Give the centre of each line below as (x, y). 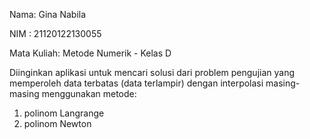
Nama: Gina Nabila (48, 14)
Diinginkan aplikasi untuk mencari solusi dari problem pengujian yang (152, 72)
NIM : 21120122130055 (55, 33)
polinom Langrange (64, 113)
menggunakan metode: (89, 93)
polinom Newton (57, 123)
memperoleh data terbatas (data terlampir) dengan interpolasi (136, 83)
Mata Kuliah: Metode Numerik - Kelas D (90, 53)
